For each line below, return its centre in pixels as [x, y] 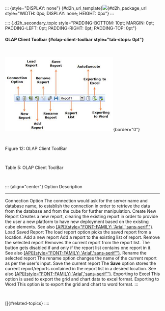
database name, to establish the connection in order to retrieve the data [78, 206]
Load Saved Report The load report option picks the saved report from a [78, 232]
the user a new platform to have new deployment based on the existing [77, 222]
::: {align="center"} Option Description [44, 187]
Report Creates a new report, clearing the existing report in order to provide [82, 217]
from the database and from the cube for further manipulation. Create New [81, 211]
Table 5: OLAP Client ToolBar [34, 168]
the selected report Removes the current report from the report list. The [77, 243]
